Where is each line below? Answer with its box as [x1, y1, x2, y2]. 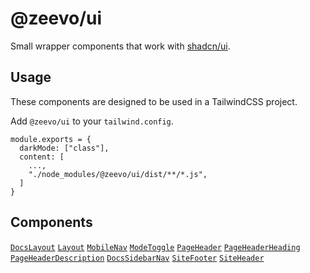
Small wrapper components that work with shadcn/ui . [10, 40, 231, 52]
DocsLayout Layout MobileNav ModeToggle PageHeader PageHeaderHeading [10, 242, 301, 252]
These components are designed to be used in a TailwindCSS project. [10, 95, 298, 107]
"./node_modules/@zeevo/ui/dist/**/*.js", [28, 169, 208, 179]
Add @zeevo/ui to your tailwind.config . [10, 115, 174, 127]
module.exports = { [10, 134, 92, 144]
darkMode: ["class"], [19, 143, 110, 153]
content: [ [19, 152, 65, 162]
